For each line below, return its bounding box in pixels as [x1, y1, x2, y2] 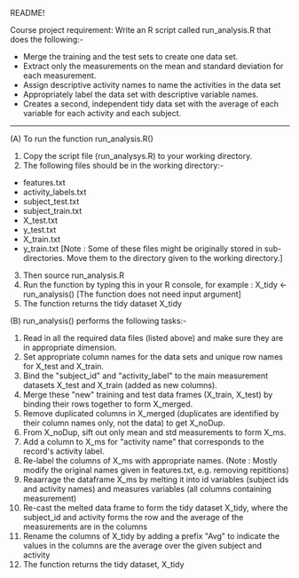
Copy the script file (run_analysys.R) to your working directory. [22, 151, 253, 161]
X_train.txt [22, 234, 61, 244]
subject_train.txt [22, 206, 83, 216]
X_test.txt [22, 215, 59, 226]
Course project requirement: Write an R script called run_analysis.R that [10, 25, 271, 35]
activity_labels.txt [22, 186, 87, 197]
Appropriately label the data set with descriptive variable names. [22, 89, 259, 99]
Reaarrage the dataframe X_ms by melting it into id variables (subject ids [22, 474, 289, 485]
